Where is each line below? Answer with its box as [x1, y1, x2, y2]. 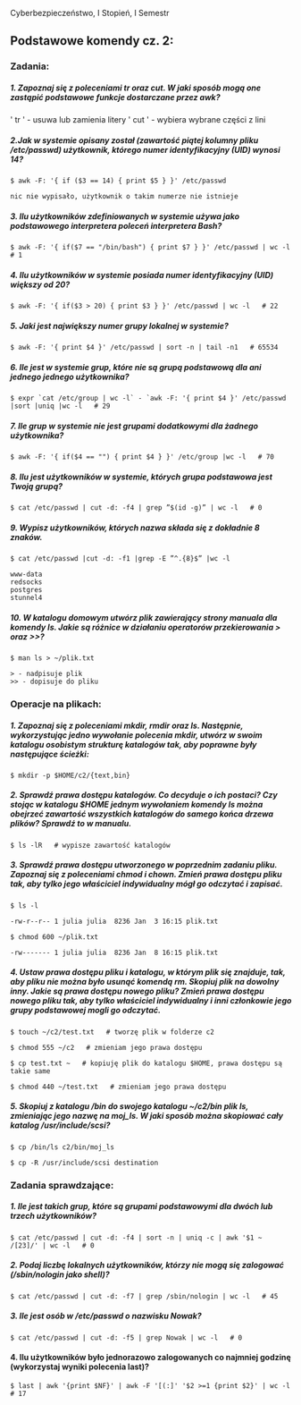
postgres [10, 586, 43, 595]
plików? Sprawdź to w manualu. [10, 818, 132, 829]
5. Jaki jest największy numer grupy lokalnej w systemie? [10, 320, 229, 331]
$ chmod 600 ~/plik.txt [10, 932, 99, 942]
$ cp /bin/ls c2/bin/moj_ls [10, 1142, 115, 1152]
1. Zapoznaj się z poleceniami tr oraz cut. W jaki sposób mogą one [10, 82, 262, 93]
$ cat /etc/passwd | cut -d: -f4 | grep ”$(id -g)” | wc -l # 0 [10, 504, 263, 512]
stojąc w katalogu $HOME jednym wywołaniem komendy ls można [10, 800, 263, 810]
